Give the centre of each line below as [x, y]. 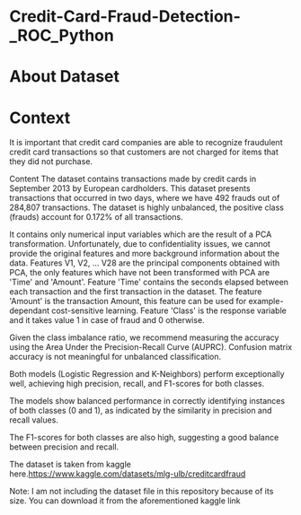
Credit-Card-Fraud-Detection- [125, 17]
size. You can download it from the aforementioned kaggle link [125, 501]
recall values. [34, 420]
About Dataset [64, 77]
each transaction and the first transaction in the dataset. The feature [136, 292]
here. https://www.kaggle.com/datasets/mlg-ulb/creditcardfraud [128, 474]
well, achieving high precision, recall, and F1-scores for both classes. [137, 384]
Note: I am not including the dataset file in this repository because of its [142, 492]
